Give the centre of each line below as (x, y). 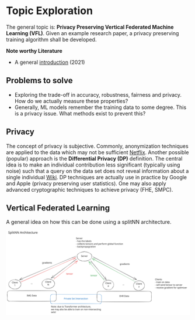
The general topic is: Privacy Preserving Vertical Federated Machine (90, 27)
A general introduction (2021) (50, 62)
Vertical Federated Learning (58, 208)
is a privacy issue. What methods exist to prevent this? (80, 113)
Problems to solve (39, 81)
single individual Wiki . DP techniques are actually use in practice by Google (97, 177)
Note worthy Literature (34, 50)
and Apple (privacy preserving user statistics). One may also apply (86, 183)
